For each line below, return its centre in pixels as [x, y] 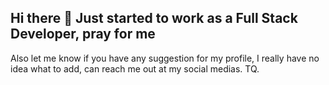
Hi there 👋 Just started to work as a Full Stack [154, 18]
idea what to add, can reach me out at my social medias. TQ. [135, 68]
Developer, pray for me [83, 34]
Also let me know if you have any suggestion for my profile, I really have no [165, 58]
